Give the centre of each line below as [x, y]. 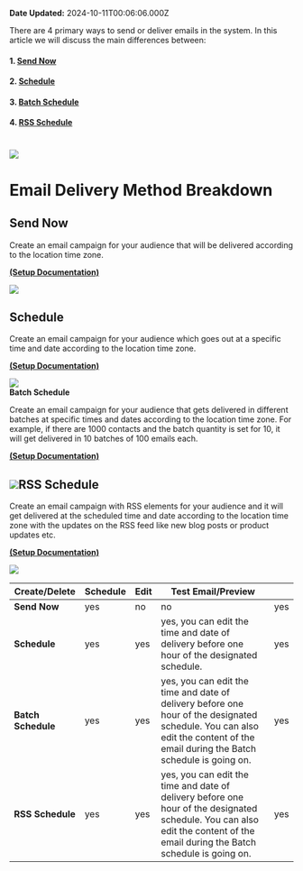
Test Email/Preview [213, 591]
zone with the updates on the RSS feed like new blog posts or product [139, 526]
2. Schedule [32, 81]
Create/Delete [45, 591]
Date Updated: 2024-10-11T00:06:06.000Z [89, 13]
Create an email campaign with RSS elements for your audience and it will [147, 506]
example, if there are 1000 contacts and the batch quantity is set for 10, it [145, 429]
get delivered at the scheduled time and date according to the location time [149, 516]
